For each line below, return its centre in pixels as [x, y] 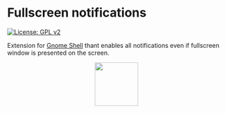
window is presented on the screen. [58, 53]
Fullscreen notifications [77, 13]
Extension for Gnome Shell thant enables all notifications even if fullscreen [113, 45]
